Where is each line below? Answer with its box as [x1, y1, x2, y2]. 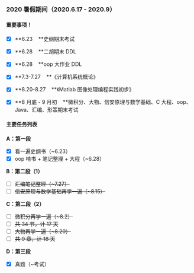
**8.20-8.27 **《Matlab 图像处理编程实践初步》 [14, 86, 134, 93]
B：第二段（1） [6, 167, 43, 174]
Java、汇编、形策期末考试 [14, 106, 79, 113]
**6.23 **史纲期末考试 [14, 36, 75, 43]
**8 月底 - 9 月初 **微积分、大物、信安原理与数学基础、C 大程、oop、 [14, 99, 192, 106]
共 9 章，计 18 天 [14, 236, 56, 243]
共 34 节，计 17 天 [14, 221, 59, 228]
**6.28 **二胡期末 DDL [14, 48, 77, 55]
